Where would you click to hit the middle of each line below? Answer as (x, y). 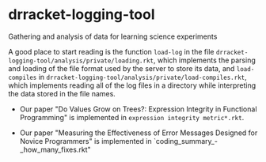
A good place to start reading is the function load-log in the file (111, 51)
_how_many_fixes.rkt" (55, 149)
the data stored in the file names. (62, 93)
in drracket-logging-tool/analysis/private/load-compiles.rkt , (142, 77)
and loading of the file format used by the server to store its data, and (122, 68)
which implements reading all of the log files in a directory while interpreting (132, 85)
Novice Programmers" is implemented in (85, 141)
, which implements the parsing (204, 60)
